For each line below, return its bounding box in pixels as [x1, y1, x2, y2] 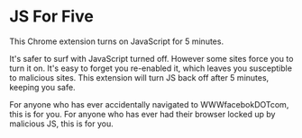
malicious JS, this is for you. [9, 118, 114, 129]
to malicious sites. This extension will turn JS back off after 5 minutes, [9, 72, 270, 82]
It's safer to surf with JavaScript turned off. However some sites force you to [9, 53, 294, 64]
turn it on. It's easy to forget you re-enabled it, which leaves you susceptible [9, 63, 293, 73]
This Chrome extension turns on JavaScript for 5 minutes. [9, 36, 224, 47]
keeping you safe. [9, 82, 76, 92]
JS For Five [9, 6, 95, 27]
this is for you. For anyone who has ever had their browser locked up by [9, 108, 276, 119]
